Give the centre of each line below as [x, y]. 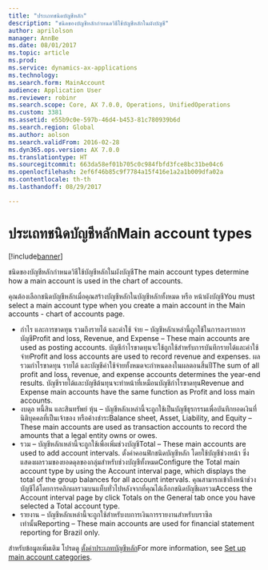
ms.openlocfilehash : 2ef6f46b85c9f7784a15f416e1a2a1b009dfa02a [116, 172]
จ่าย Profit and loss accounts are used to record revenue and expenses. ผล [140, 356]
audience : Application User [55, 90]
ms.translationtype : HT [48, 157]
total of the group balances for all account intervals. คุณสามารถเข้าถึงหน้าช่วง [138, 479]
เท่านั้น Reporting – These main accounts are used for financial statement [137, 523]
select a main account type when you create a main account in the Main [127, 305]
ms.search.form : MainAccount [57, 82]
